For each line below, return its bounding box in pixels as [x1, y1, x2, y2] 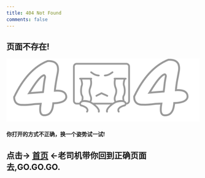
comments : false [6, 16, 48, 23]
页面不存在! [6, 41, 50, 52]
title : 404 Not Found [6, 10, 62, 16]
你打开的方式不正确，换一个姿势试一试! [6, 131, 106, 138]
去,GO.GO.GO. [6, 161, 61, 172]
